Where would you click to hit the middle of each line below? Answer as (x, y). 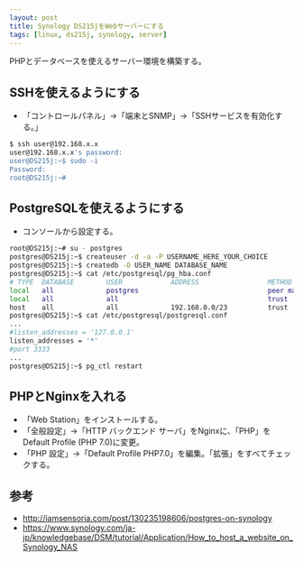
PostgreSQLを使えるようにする (97, 208)
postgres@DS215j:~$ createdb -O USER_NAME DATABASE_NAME (119, 266)
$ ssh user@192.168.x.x (54, 144)
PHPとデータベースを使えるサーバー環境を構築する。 (108, 61)
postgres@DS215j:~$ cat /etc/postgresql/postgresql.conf (119, 316)
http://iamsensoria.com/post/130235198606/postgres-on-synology (147, 519)
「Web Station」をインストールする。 (92, 419)
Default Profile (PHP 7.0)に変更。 (83, 442)
